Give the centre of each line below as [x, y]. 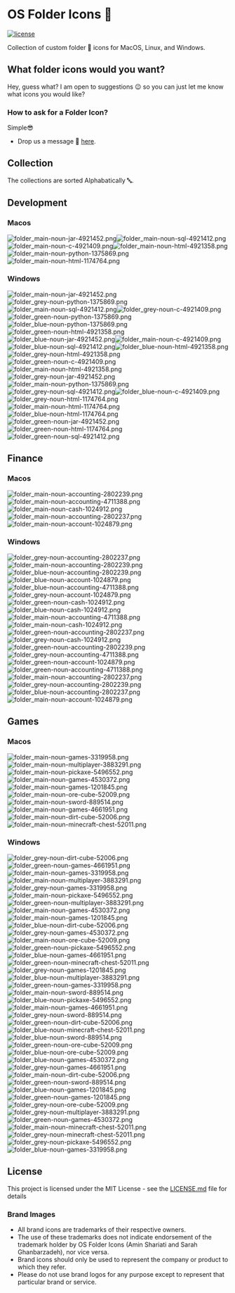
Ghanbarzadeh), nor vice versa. [63, 1251]
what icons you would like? [46, 94]
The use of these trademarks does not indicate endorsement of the [114, 1237]
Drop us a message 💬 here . [56, 141]
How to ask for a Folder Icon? [58, 112]
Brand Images [32, 1214]
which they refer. [42, 1267]
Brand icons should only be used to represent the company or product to [123, 1259]
